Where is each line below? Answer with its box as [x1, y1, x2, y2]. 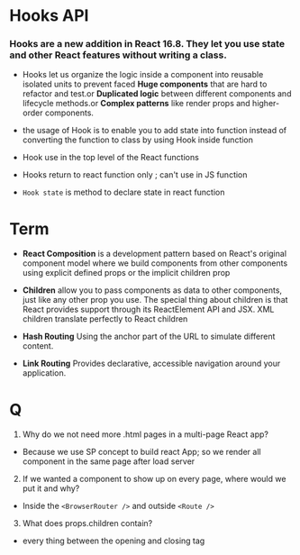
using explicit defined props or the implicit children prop [22, 268, 231, 278]
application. [22, 368, 67, 378]
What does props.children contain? [22, 518, 153, 529]
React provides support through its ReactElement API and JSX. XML [22, 304, 275, 315]
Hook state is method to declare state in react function [22, 187, 225, 198]
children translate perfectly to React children [22, 314, 188, 324]
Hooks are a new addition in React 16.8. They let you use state [9, 38, 286, 50]
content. [22, 341, 54, 351]
